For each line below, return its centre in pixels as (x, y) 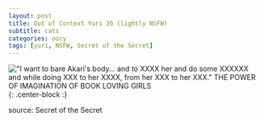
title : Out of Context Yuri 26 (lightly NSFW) (88, 23)
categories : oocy (38, 38)
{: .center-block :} (38, 94)
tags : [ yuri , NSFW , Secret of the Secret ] (81, 46)
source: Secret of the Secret (55, 111)
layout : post (30, 16)
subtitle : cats (34, 31)
